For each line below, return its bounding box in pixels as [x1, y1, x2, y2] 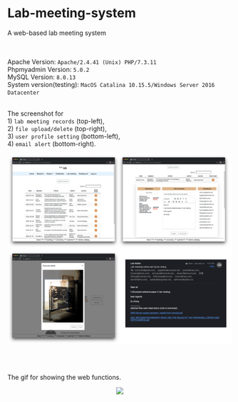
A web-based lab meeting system [7, 29, 107, 37]
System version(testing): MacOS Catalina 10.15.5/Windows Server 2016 [7, 80, 215, 88]
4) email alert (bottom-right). [7, 139, 96, 148]
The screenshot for [7, 109, 64, 118]
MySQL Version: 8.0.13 [7, 73, 76, 81]
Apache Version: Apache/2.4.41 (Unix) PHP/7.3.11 [7, 57, 157, 66]
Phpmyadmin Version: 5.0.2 [7, 65, 90, 73]
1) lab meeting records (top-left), [7, 116, 105, 125]
